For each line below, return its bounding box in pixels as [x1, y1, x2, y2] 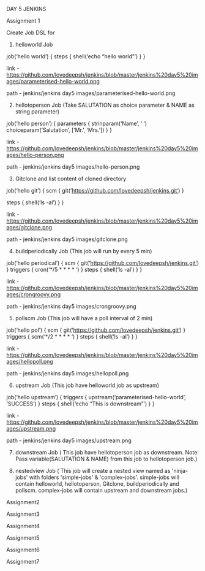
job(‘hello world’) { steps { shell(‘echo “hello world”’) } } [6, 53, 146, 60]
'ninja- [171, 467, 188, 474]
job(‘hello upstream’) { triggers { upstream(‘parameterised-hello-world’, [6, 394, 187, 400]
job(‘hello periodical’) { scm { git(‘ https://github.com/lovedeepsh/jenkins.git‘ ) [6, 259, 199, 266]
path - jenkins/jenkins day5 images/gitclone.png [6, 236, 128, 243]
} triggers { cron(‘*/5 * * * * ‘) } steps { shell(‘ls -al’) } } [6, 266, 143, 273]
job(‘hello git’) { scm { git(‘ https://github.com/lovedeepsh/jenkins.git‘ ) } [6, 187, 185, 194]
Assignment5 [6, 534, 40, 542]
